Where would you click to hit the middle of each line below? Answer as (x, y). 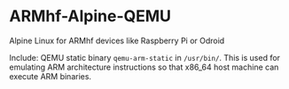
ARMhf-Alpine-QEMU (90, 16)
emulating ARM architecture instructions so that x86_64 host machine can (144, 67)
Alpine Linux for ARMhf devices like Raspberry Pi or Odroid (117, 41)
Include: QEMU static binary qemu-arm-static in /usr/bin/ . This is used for (145, 57)
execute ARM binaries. (50, 76)
